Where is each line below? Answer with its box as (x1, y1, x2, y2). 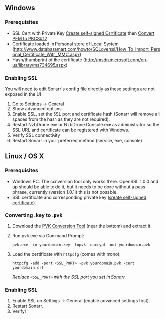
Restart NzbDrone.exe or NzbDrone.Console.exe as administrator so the (12, 121, 160, 127)
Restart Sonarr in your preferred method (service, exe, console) (12, 137, 142, 143)
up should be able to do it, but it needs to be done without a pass (12, 184, 145, 190)
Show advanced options (12, 106, 62, 111)
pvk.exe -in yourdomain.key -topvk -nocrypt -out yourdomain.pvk (12, 242, 150, 247)
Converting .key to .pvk (5, 212, 63, 218)
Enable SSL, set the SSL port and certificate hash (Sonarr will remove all (12, 111, 160, 117)
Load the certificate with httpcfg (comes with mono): (12, 251, 121, 257)
